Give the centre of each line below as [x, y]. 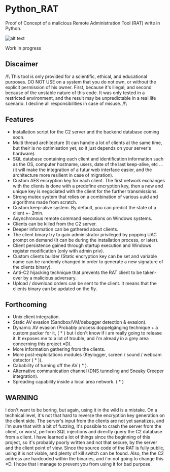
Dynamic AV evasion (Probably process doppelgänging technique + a [85, 328]
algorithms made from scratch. [45, 202]
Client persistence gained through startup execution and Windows [82, 245]
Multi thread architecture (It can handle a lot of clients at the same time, [87, 143]
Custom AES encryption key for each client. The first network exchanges [89, 180]
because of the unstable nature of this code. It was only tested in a [75, 93]
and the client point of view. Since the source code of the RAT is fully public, [85, 448]
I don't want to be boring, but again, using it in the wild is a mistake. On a [81, 410]
